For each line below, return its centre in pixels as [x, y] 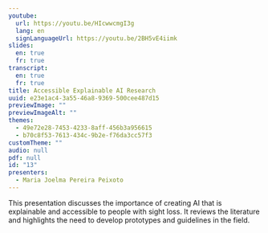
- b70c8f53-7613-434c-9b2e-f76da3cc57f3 [84, 135]
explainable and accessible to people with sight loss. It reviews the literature [134, 211]
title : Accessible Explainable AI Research [82, 90]
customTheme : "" [35, 143]
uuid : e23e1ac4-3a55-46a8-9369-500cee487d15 [84, 98]
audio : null [28, 150]
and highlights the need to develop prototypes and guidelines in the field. [129, 220]
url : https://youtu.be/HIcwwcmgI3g [75, 23]
